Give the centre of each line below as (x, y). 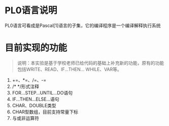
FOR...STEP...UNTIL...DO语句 (42, 92)
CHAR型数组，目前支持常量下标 (45, 112)
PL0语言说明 (31, 10)
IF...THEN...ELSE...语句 (36, 99)
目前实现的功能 (36, 48)
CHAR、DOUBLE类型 (34, 105)
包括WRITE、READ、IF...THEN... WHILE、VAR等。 (70, 69)
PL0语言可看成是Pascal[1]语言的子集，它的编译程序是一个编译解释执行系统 (83, 25)
